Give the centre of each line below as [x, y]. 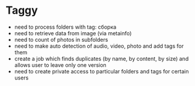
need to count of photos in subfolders [61, 39]
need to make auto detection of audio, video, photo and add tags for [99, 46]
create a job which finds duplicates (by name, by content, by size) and [101, 59]
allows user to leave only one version [60, 65]
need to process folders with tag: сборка [65, 27]
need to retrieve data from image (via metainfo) [73, 33]
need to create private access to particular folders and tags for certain [101, 71]
